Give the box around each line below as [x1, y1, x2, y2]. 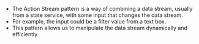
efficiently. [12, 31, 39, 38]
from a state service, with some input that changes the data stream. [12, 11, 184, 19]
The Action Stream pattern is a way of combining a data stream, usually [12, 5, 193, 12]
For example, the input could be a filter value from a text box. [12, 18, 167, 25]
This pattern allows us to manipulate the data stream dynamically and [12, 24, 188, 31]
